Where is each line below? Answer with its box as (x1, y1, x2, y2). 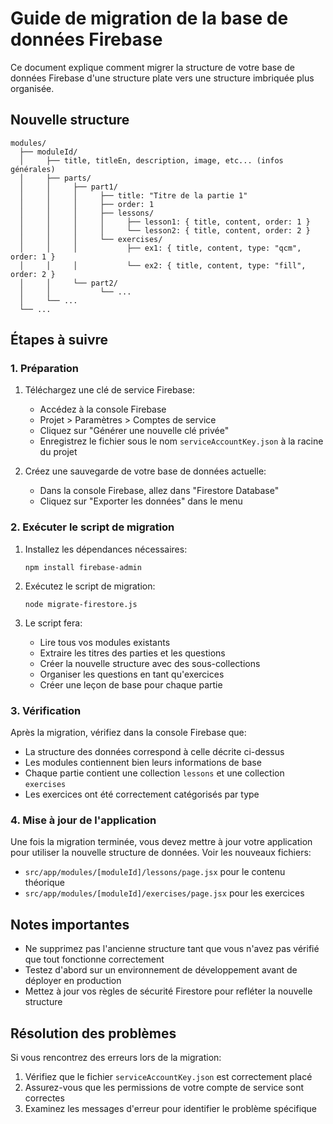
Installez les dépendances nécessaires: (24, 543, 188, 555)
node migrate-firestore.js (24, 599, 138, 609)
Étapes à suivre (10, 332, 109, 349)
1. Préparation (10, 362, 80, 376)
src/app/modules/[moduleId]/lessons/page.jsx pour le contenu (24, 866, 286, 878)
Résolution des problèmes (10, 1025, 177, 1042)
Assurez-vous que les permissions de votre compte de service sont (24, 1081, 305, 1093)
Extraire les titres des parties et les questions (39, 647, 226, 659)
